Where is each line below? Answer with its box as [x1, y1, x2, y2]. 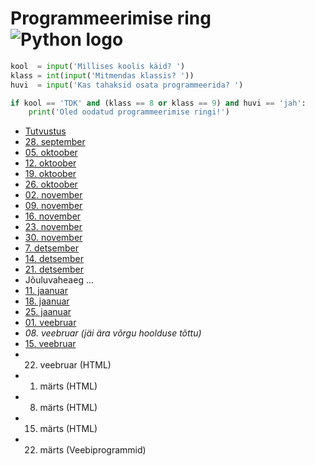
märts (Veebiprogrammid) [39, 444, 147, 456]
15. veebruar [24, 338, 77, 350]
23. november [24, 221, 83, 233]
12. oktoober [24, 157, 77, 169]
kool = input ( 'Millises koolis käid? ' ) [10, 61, 186, 71]
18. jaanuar [24, 295, 70, 307]
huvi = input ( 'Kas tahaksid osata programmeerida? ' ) [10, 80, 244, 90]
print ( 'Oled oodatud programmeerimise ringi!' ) [28, 107, 230, 117]
